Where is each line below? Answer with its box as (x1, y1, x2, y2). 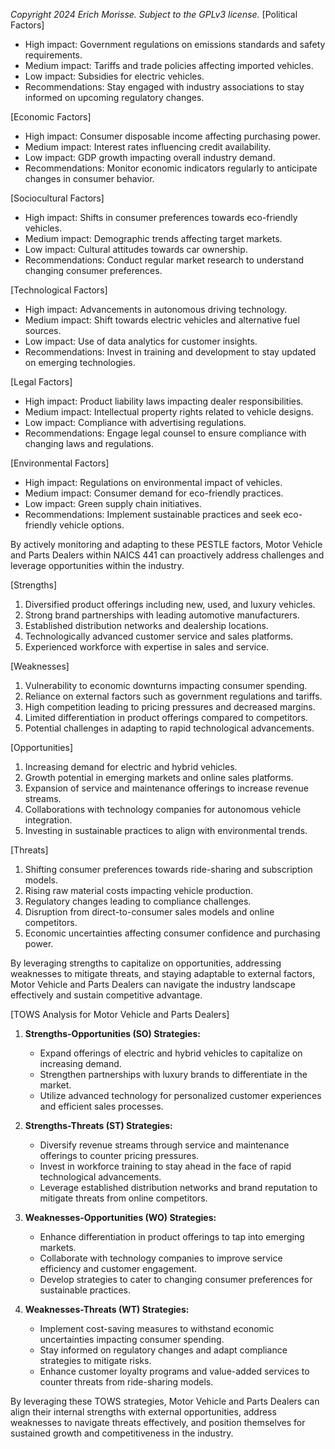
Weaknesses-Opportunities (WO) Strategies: (24, 1212, 217, 1223)
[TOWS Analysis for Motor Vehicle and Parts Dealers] (10, 1009, 230, 1020)
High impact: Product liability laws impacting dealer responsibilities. (24, 395, 304, 407)
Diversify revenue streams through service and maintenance (39, 1139, 290, 1151)
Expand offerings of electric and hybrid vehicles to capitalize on (39, 1047, 303, 1059)
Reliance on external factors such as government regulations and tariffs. (24, 690, 323, 702)
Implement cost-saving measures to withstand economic (39, 1323, 275, 1334)
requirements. (24, 49, 83, 61)
